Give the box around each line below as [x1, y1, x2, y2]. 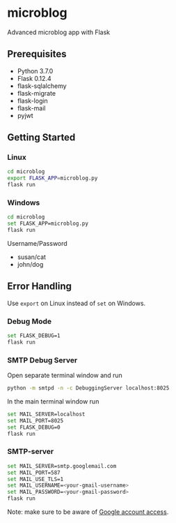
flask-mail [17, 103, 47, 112]
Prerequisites [7, 48, 67, 60]
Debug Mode [7, 316, 52, 326]
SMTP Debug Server [7, 355, 78, 364]
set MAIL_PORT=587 [7, 469, 61, 476]
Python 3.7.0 [17, 66, 54, 75]
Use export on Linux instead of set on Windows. [7, 299, 146, 307]
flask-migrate [17, 89, 56, 97]
